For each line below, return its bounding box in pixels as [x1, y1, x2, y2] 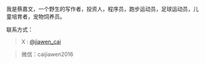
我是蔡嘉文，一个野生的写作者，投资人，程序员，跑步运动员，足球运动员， [6, 5, 193, 12]
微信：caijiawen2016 [21, 51, 74, 58]
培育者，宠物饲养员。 [11, 13, 65, 20]
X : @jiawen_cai [21, 38, 61, 45]
